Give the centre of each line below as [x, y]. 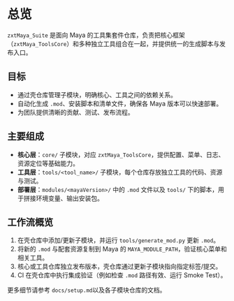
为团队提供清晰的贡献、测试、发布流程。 [75, 112]
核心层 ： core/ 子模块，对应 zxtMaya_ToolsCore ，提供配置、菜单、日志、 [121, 154]
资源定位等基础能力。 [48, 163]
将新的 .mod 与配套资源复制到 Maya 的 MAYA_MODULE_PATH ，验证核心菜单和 [122, 249]
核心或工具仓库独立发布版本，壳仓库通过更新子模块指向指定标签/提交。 [119, 267]
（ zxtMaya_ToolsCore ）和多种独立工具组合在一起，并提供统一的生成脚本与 [114, 43]
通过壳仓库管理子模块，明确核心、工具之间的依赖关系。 [97, 94]
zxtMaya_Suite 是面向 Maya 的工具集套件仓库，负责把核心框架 [96, 35]
